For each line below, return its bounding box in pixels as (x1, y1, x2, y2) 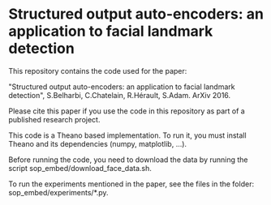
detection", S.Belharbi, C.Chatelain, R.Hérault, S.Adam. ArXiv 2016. (8, 90, 231, 100)
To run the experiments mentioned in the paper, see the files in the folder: (8, 179, 254, 189)
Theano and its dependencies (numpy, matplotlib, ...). (8, 139, 187, 148)
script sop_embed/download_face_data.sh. (8, 163, 153, 173)
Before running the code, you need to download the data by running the (8, 155, 249, 164)
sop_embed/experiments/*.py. (8, 187, 109, 197)
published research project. (8, 114, 101, 124)
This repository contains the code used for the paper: (8, 66, 187, 75)
